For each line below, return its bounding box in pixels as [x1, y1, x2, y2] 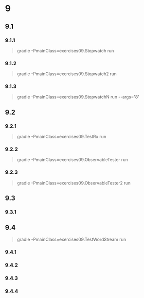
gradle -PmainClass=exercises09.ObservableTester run [17, 157, 128, 163]
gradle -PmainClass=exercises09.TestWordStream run [17, 236, 126, 242]
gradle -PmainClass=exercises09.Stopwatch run [17, 48, 114, 53]
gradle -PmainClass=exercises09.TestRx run [17, 134, 107, 140]
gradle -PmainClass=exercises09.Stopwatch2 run [17, 71, 117, 77]
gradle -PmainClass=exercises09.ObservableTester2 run [17, 180, 131, 186]
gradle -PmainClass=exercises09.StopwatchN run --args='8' [17, 94, 140, 100]
